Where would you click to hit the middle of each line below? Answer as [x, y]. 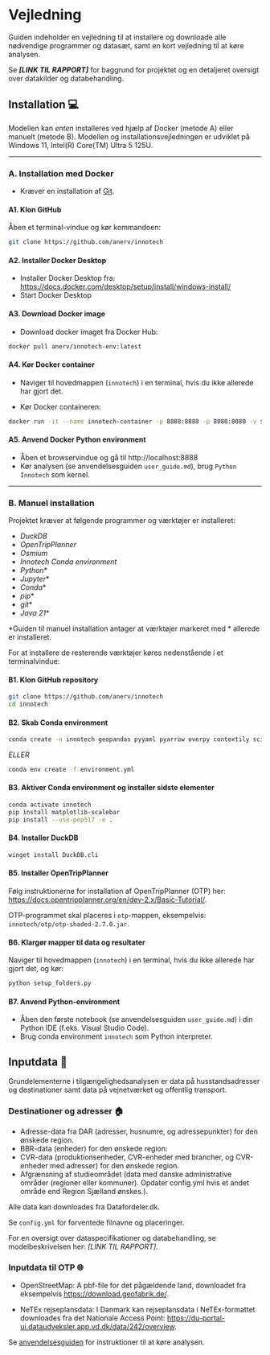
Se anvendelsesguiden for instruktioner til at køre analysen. [106, 1342]
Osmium [34, 553]
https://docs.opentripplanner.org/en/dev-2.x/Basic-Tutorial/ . [108, 900]
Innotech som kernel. [55, 474]
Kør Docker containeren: [60, 406]
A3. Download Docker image [57, 313]
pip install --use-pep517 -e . [61, 820]
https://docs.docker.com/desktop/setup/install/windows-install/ [125, 286]
